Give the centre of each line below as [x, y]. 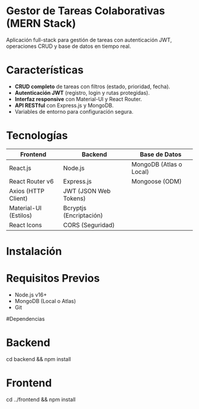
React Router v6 [32, 181]
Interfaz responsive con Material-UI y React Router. [78, 99]
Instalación [34, 251]
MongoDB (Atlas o [157, 164]
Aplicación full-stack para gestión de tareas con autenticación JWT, [89, 40]
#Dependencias [25, 318]
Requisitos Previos [53, 278]
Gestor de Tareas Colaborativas [86, 11]
